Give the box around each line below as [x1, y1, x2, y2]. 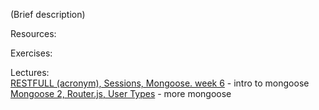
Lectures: [10, 67, 50, 78]
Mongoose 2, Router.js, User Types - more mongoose [10, 88, 232, 99]
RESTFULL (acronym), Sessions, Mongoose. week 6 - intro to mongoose [10, 77, 310, 89]
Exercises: [10, 47, 53, 59]
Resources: [10, 28, 57, 39]
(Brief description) [10, 9, 86, 20]
